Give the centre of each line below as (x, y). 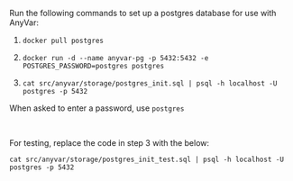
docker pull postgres (63, 41)
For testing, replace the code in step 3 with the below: (110, 143)
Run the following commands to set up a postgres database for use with (143, 13)
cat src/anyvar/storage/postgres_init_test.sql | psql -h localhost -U (146, 159)
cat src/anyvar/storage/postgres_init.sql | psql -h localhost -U (150, 84)
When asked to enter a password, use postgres (97, 108)
